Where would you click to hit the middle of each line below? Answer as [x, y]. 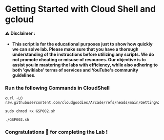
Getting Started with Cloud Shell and [81, 9]
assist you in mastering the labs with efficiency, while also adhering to [85, 65]
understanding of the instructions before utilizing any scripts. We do [83, 54]
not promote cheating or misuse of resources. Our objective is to [79, 60]
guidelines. [24, 75]
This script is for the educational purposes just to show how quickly [82, 44]
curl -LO [14, 98]
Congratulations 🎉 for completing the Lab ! [56, 132]
